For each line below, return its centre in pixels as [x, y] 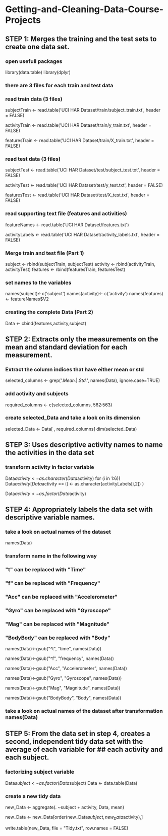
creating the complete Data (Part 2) [49, 312]
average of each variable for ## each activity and [84, 750]
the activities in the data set [50, 453]
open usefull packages [34, 61]
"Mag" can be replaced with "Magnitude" [58, 624]
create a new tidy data [33, 796]
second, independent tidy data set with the [74, 742]
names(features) [146, 294]
